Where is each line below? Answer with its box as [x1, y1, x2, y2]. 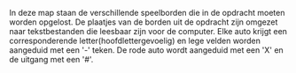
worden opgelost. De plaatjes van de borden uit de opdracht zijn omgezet [9, 17, 278, 27]
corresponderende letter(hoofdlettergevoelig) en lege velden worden [9, 35, 261, 46]
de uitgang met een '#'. [9, 55, 94, 64]
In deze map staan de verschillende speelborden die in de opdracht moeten [9, 8, 285, 18]
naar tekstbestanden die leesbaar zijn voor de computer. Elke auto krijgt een [9, 26, 288, 36]
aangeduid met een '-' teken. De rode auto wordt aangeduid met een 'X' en [9, 45, 284, 55]
